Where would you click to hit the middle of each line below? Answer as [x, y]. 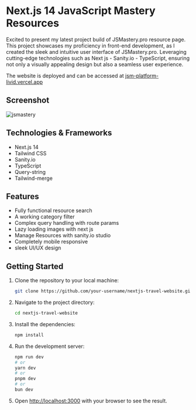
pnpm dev [25, 379]
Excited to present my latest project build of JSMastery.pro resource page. [96, 39]
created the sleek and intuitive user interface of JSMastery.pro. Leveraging [97, 52]
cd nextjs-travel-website [46, 313]
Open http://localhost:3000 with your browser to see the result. [91, 401]
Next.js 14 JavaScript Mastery [81, 11]
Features [23, 197]
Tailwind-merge [33, 178]
